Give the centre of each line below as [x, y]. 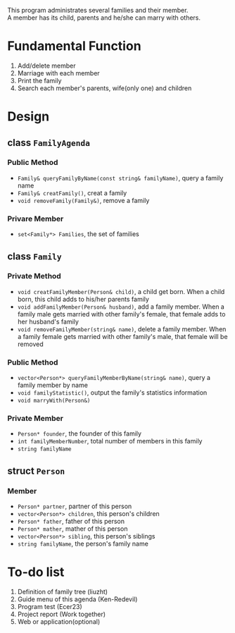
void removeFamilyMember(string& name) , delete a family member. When [122, 329]
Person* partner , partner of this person [75, 506]
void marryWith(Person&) [54, 401]
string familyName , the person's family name [83, 544]
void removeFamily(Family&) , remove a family [83, 200]
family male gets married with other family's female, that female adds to [121, 314]
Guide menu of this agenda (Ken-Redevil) [77, 599]
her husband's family [48, 321]
